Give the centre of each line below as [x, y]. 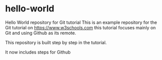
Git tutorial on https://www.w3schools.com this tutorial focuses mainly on [81, 27]
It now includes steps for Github [38, 52]
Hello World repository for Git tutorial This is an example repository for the [81, 22]
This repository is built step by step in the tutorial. [56, 42]
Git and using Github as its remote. [41, 33]
